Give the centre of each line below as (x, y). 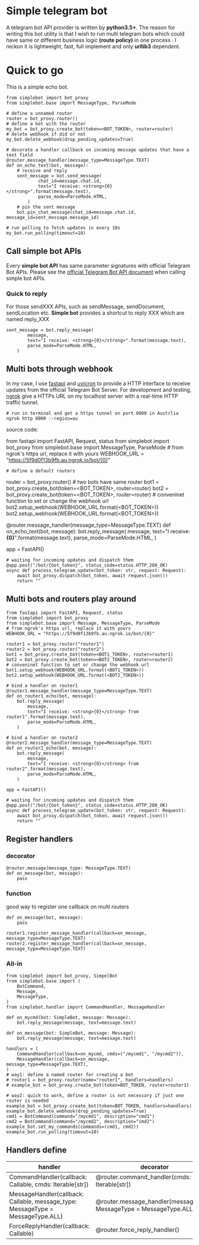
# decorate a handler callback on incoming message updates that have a (98, 150)
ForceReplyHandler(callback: (49, 1226)
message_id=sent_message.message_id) (53, 217)
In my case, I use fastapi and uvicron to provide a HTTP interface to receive (98, 383)
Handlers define (36, 1150)
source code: (22, 429)
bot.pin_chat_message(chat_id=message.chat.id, (76, 212)
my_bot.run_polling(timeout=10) (46, 233)
